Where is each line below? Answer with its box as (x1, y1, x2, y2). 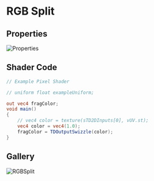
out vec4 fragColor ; (6, 101, 59, 107)
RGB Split (6, 4, 55, 18)
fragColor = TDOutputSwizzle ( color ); (17, 129, 114, 135)
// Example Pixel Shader (6, 78, 70, 85)
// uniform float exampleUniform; (6, 90, 95, 96)
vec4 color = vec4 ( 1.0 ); (17, 123, 81, 129)
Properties (6, 29, 48, 39)
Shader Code (6, 62, 57, 73)
